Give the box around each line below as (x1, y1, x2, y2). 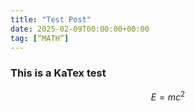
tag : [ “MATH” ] (10, 33, 70, 43)
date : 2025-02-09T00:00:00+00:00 (10, 24, 150, 34)
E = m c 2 (150, 89, 186, 103)
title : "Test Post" (10, 14, 92, 25)
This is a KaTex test (10, 66, 107, 80)
